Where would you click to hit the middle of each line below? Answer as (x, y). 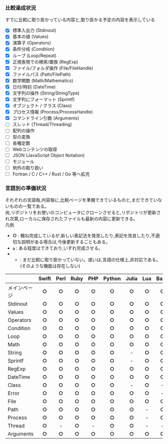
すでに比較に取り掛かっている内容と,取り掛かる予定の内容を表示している (80, 20)
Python (112, 278)
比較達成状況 (21, 7)
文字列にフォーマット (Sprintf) (43, 99)
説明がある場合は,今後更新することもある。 (66, 242)
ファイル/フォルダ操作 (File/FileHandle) (53, 68)
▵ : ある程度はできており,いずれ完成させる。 (58, 248)
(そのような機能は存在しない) (50, 266)
